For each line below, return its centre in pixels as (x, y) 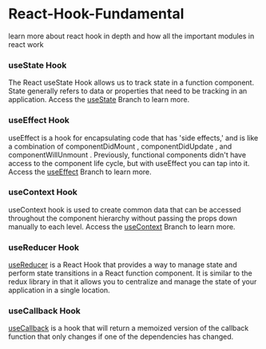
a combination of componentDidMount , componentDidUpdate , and (120, 146)
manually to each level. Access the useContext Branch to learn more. (122, 226)
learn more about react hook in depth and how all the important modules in (131, 36)
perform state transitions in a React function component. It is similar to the (131, 273)
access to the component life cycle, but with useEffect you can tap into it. (129, 163)
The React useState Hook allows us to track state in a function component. (131, 83)
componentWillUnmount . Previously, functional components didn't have (127, 155)
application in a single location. (59, 290)
